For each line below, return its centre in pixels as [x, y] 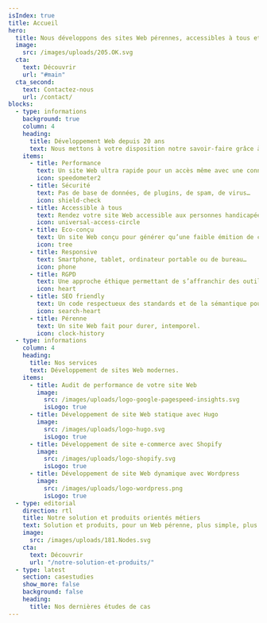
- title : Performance [65, 164]
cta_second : [35, 82]
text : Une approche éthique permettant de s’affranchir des [138, 282]
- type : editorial [46, 503]
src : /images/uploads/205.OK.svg [78, 52]
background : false [53, 592]
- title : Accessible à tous [76, 207]
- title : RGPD [53, 274]
